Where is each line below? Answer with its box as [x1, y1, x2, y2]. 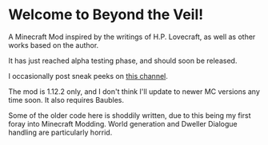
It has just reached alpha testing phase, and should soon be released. [8, 56, 238, 65]
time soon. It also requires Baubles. [8, 95, 125, 104]
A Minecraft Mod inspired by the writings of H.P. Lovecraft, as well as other [8, 32, 256, 41]
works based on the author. [8, 40, 99, 49]
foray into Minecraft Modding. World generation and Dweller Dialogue [8, 119, 238, 128]
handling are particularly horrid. [8, 127, 113, 137]
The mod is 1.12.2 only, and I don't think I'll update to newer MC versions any [8, 86, 260, 96]
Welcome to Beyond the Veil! [8, 6, 204, 24]
